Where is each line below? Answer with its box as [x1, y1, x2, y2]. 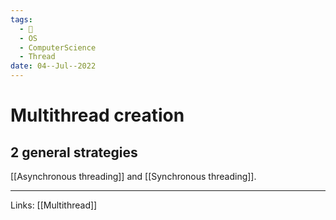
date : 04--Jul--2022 [10, 61, 97, 71]
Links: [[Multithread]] [10, 199, 98, 211]
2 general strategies [10, 144, 138, 161]
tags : [10, 14, 33, 25]
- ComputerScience [19, 42, 97, 53]
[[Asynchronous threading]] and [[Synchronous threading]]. [10, 171, 257, 182]
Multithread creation [10, 104, 185, 127]
